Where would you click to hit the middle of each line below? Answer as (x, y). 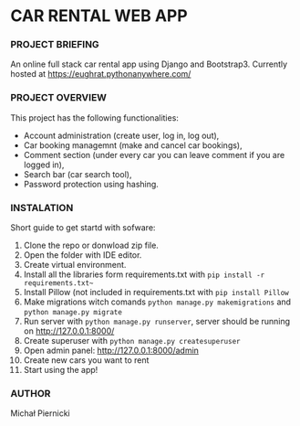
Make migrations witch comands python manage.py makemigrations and (157, 302)
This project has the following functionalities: (94, 117)
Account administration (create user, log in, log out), (121, 135)
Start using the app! (61, 370)
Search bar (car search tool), (78, 174)
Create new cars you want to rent (86, 360)
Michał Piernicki (41, 413)
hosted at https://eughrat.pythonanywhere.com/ (101, 74)
